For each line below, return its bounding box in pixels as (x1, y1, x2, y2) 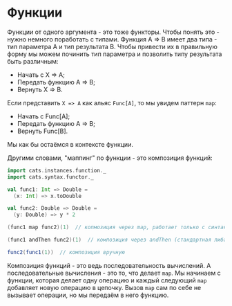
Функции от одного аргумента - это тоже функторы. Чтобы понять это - (7, 28, 220, 36)
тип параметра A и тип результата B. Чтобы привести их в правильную (7, 42, 217, 51)
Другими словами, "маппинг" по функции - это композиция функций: (7, 154, 213, 162)
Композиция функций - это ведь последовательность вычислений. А (7, 261, 211, 269)
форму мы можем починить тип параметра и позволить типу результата (7, 50, 222, 58)
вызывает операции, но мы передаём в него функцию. (7, 291, 169, 299)
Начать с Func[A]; (17, 112, 70, 120)
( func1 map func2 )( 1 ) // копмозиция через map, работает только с (7, 224, 206, 231)
